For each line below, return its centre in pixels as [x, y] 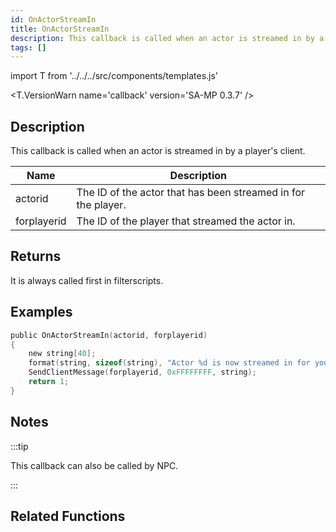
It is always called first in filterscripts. [87, 280]
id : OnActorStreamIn [53, 19]
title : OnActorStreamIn [60, 29]
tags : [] [28, 47]
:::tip [19, 446]
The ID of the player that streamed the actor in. [186, 221]
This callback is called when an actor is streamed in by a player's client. [158, 151]
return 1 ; [49, 382]
